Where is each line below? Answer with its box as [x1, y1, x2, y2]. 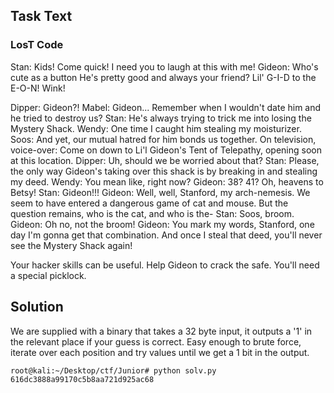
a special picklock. [10, 269, 87, 281]
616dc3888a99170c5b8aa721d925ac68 [10, 374, 155, 384]
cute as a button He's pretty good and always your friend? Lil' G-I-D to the [10, 71, 317, 83]
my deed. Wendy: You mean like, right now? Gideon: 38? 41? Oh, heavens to [10, 175, 324, 188]
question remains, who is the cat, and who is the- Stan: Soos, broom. [10, 207, 295, 219]
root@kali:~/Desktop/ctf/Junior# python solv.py [10, 365, 217, 376]
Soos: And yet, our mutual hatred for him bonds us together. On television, [10, 133, 317, 145]
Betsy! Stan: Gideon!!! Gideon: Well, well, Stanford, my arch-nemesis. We [10, 186, 311, 198]
